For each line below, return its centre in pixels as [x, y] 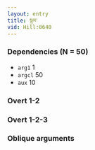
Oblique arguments [41, 139]
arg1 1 [26, 67]
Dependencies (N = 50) [48, 52]
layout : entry [28, 14]
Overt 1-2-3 [27, 120]
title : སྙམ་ [23, 21]
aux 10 [26, 82]
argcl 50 [30, 74]
